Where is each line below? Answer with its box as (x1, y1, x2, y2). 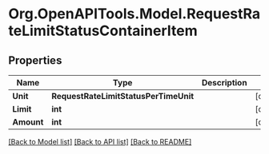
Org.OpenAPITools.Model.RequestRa (8, 5, 261, 23)
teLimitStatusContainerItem (8, 22, 198, 40)
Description (201, 77, 247, 88)
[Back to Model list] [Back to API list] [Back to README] (8, 137, 192, 146)
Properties (8, 53, 62, 67)
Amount (12, 116, 44, 128)
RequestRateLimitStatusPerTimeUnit (51, 91, 195, 101)
